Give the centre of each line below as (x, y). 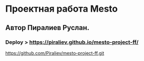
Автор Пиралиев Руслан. (47, 28)
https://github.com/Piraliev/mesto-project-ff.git (55, 53)
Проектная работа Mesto (61, 9)
